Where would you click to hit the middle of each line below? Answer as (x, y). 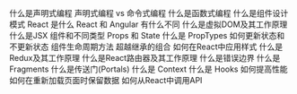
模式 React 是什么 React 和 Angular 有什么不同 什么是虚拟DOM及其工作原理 (148, 24)
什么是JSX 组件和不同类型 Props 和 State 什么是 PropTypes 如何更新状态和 (147, 35)
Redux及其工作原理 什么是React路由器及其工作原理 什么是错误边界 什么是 (145, 58)
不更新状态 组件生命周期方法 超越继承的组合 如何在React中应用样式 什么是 (146, 47)
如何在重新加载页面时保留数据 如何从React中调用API (106, 80)
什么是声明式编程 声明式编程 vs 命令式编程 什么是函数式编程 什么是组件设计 (149, 13)
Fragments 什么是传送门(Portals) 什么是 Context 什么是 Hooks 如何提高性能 (148, 69)
